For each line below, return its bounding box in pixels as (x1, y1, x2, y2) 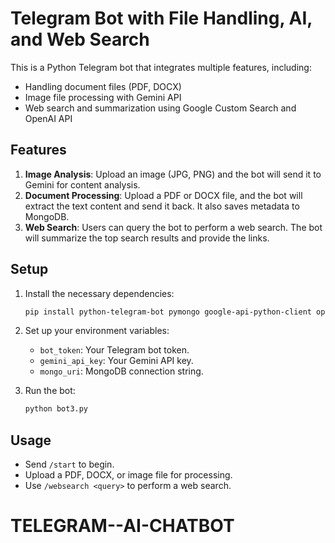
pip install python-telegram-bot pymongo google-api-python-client (24, 307, 312, 317)
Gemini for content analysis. (24, 178, 141, 191)
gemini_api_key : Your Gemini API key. (39, 355, 194, 367)
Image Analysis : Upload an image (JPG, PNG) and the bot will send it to (24, 168, 322, 180)
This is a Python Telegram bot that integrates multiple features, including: (10, 61, 312, 73)
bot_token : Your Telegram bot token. (39, 344, 190, 356)
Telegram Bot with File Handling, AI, (10, 7, 313, 30)
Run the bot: (24, 385, 76, 397)
